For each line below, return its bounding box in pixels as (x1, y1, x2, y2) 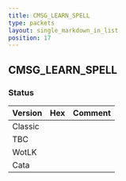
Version (12, 107, 43, 118)
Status (8, 87, 34, 98)
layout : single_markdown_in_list (8, 26, 119, 34)
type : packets (8, 19, 55, 27)
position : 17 (8, 33, 52, 42)
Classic (12, 121, 40, 132)
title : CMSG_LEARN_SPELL (8, 11, 90, 20)
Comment (72, 107, 111, 118)
